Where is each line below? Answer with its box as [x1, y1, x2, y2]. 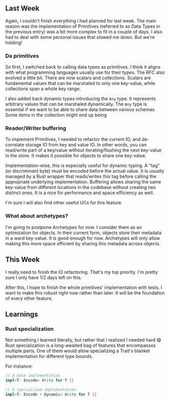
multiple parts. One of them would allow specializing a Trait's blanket [5, 348, 150, 354]
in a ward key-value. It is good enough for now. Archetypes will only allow [5, 235, 160, 241]
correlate [5, 142, 25, 148]
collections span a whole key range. [5, 86, 81, 92]
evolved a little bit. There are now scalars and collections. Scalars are [5, 75, 151, 81]
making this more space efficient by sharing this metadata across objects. [5, 240, 161, 246]
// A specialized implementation [5, 387, 77, 392]
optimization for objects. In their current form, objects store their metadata [5, 229, 162, 236]
